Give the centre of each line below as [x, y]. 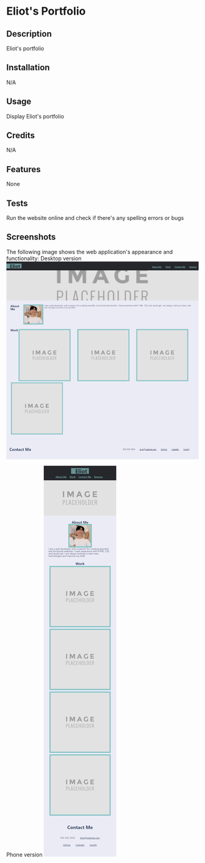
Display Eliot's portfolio [35, 116]
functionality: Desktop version [44, 258]
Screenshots [31, 237]
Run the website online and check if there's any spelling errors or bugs [95, 218]
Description [29, 34]
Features [23, 169]
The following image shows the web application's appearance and [90, 252]
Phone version [24, 855]
